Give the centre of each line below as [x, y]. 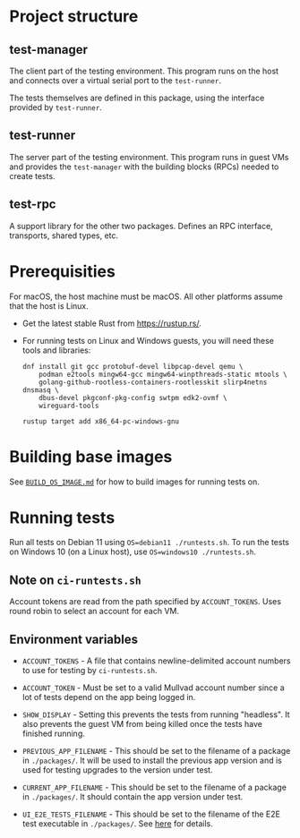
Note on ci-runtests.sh [75, 580]
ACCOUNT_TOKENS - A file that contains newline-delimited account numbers [156, 661]
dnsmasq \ [41, 390]
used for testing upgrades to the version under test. [117, 770]
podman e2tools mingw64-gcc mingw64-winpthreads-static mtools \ [163, 374]
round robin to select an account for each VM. [94, 611]
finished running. [53, 734]
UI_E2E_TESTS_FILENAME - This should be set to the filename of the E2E [151, 814]
